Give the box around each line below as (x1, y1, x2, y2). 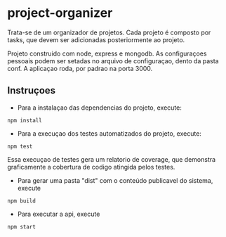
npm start (7, 223, 36, 230)
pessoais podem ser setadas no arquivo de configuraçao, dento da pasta (7, 56, 219, 65)
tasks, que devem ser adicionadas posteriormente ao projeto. (7, 35, 185, 44)
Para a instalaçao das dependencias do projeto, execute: (17, 103, 182, 112)
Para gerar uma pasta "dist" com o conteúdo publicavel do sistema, (17, 176, 213, 184)
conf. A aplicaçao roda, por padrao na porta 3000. (7, 64, 153, 72)
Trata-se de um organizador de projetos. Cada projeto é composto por (7, 28, 211, 37)
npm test (7, 143, 33, 150)
